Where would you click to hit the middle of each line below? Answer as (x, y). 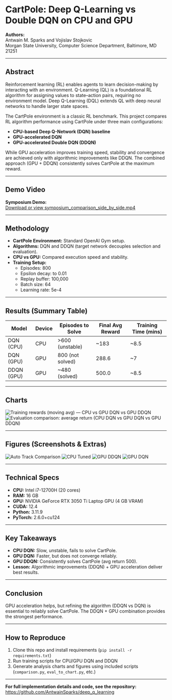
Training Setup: (30, 262)
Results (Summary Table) (47, 311)
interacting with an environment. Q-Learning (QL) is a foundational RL (79, 90)
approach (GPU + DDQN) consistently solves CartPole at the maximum (80, 163)
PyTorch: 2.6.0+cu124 (36, 517)
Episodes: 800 (36, 268)
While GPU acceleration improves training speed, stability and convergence (85, 152)
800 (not (68, 355)
